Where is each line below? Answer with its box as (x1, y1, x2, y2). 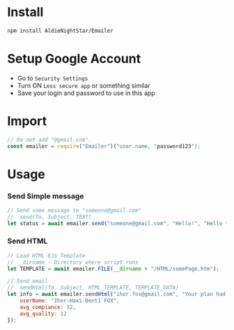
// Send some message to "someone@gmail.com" (7, 207, 141, 213)
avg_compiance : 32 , (19, 303, 77, 310)
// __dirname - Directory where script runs (7, 259, 139, 266)
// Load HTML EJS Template (7, 252, 86, 259)
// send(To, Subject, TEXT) (7, 213, 92, 220)
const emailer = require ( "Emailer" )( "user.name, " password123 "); (7, 142, 201, 150)
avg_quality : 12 (19, 310, 68, 317)
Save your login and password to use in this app (17, 89, 155, 97)
